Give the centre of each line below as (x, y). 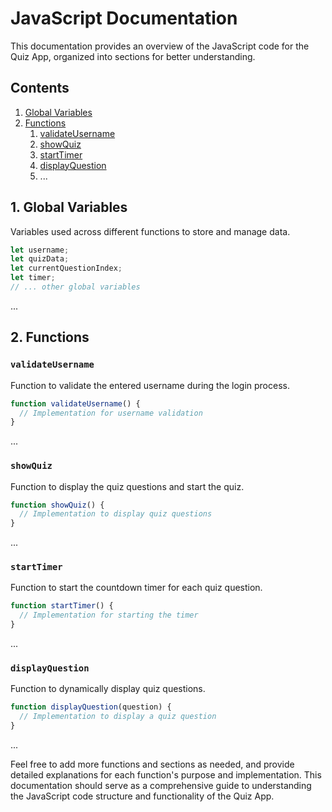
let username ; (40, 250)
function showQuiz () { (57, 505)
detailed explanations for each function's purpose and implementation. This (166, 775)
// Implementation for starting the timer (109, 615)
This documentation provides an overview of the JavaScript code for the (160, 46)
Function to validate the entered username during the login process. (150, 385)
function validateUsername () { (75, 403)
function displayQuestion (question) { (91, 707)
